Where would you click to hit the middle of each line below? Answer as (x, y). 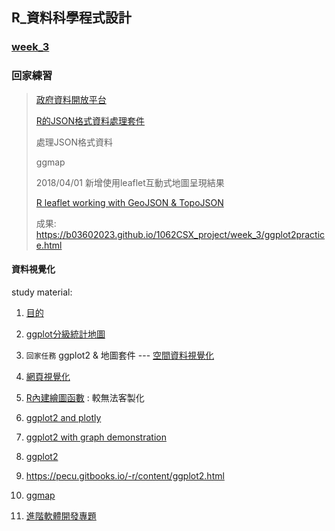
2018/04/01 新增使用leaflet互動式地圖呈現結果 (130, 182)
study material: (42, 292)
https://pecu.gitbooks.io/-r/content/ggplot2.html (125, 475)
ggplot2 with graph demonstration (96, 437)
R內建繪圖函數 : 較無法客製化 (85, 397)
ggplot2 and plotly (63, 417)
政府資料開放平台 (71, 99)
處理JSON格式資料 (74, 142)
